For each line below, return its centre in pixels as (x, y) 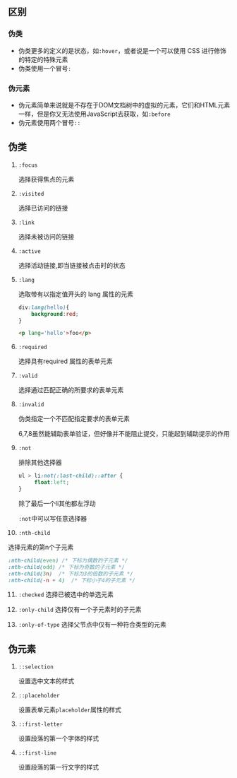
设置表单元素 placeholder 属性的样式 (70, 710)
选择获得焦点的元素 (46, 179)
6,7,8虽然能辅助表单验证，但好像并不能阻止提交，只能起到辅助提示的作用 (124, 434)
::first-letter (41, 725)
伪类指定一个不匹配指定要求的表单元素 (74, 419)
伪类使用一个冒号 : (44, 68)
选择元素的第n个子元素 (41, 547)
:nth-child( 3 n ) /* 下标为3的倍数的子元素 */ (71, 574)
